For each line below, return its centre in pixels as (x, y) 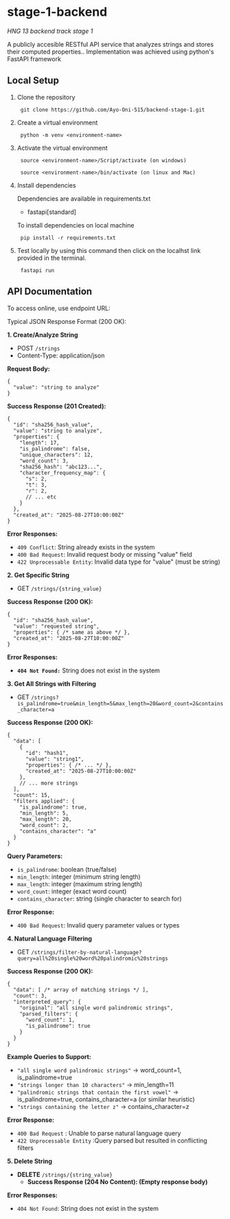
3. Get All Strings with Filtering (51, 683)
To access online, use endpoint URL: (59, 308)
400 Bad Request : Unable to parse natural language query (99, 1133)
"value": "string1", (55, 759)
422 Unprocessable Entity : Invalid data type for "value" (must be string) (119, 562)
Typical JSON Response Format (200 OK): (67, 321)
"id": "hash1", (47, 753)
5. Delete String (30, 1161)
